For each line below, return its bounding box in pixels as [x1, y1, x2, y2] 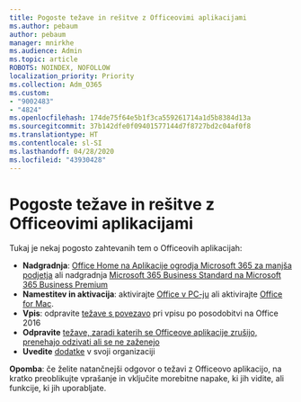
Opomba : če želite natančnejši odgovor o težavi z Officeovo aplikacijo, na [9, 363, 282, 374]
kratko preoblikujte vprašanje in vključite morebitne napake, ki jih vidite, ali [9, 373, 285, 384]
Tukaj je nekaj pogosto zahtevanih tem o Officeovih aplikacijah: [9, 243, 243, 254]
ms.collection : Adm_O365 [9, 80, 102, 89]
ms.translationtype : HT [9, 130, 99, 139]
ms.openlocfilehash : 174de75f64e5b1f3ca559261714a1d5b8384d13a [9, 113, 252, 122]
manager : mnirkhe [9, 38, 75, 48]
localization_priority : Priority [9, 72, 135, 81]
